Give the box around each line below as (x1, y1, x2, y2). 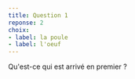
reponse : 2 (8, 19, 44, 27)
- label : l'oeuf (8, 41, 61, 48)
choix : (8, 26, 30, 34)
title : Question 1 (8, 11, 68, 20)
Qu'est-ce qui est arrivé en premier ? (8, 62, 127, 71)
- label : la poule (8, 33, 68, 41)
